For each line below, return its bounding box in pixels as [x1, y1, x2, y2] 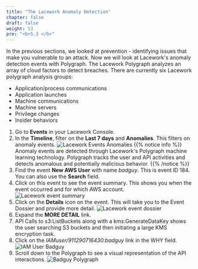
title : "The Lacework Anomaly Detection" [6, 8, 111, 15]
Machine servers [14, 104, 57, 111]
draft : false [6, 20, 39, 26]
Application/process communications [14, 85, 107, 92]
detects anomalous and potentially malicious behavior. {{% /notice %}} [14, 160, 190, 168]
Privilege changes [14, 110, 60, 118]
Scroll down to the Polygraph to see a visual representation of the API [14, 250, 187, 257]
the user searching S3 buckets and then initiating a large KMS [14, 224, 167, 231]
